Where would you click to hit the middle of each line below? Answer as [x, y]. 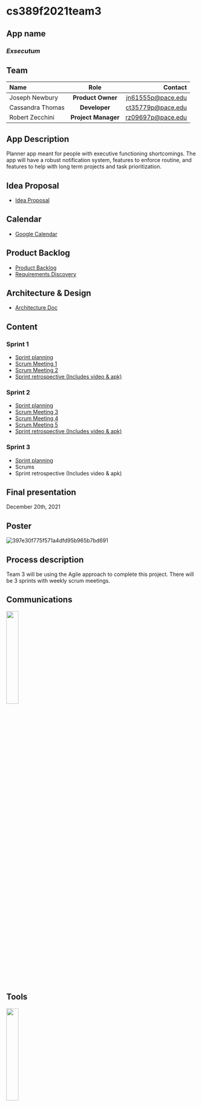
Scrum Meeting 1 [36, 364]
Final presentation [41, 493]
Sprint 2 [18, 392]
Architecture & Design [49, 293]
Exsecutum [23, 51]
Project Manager [95, 118]
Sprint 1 [18, 344]
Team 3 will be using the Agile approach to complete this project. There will [100, 574]
